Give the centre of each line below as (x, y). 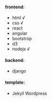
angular (20, 33)
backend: (15, 60)
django (19, 71)
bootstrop (22, 39)
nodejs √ (21, 49)
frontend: (15, 7)
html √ (18, 18)
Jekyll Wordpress (29, 93)
